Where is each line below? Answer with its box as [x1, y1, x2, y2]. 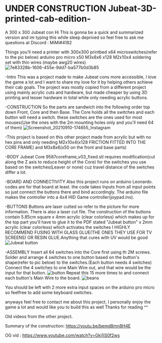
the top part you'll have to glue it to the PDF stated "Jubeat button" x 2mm [5, 219, 153, 225]
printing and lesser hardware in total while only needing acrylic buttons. [5, 94, 148, 100]
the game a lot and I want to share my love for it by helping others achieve [5, 79, 153, 85]
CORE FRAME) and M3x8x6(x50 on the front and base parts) [5, 144, 127, 150]
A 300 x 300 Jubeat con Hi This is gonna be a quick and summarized [5, 29, 144, 35]
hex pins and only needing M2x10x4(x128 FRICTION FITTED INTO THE [5, 139, 146, 145]
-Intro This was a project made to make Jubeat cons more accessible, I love [5, 74, 157, 80]
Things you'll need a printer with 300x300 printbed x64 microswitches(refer [5, 49, 158, 55]
